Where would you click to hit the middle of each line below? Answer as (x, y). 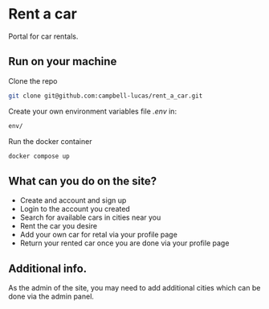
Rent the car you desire (59, 226)
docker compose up (39, 156)
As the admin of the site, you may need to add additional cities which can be (134, 288)
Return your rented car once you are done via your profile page (124, 243)
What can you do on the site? (83, 181)
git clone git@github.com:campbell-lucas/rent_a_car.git (106, 96)
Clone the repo (33, 80)
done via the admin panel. (51, 296)
